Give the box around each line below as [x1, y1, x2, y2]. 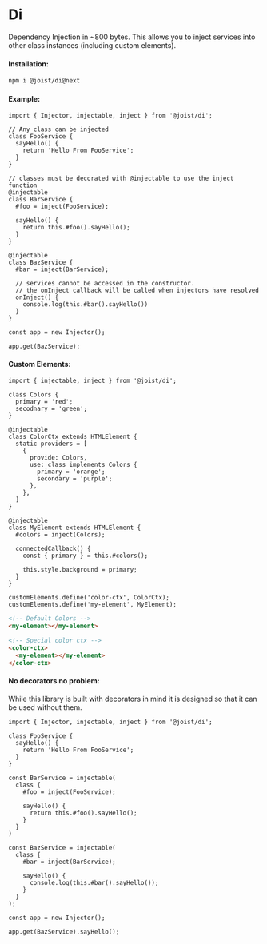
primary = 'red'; [15, 398, 74, 406]
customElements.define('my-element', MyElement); [8, 601, 177, 609]
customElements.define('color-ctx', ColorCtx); [8, 594, 170, 602]
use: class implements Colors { [29, 461, 137, 469]
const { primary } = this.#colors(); [22, 552, 149, 560]
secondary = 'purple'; [37, 475, 113, 483]
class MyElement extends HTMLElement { [8, 524, 141, 532]
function [8, 181, 38, 189]
